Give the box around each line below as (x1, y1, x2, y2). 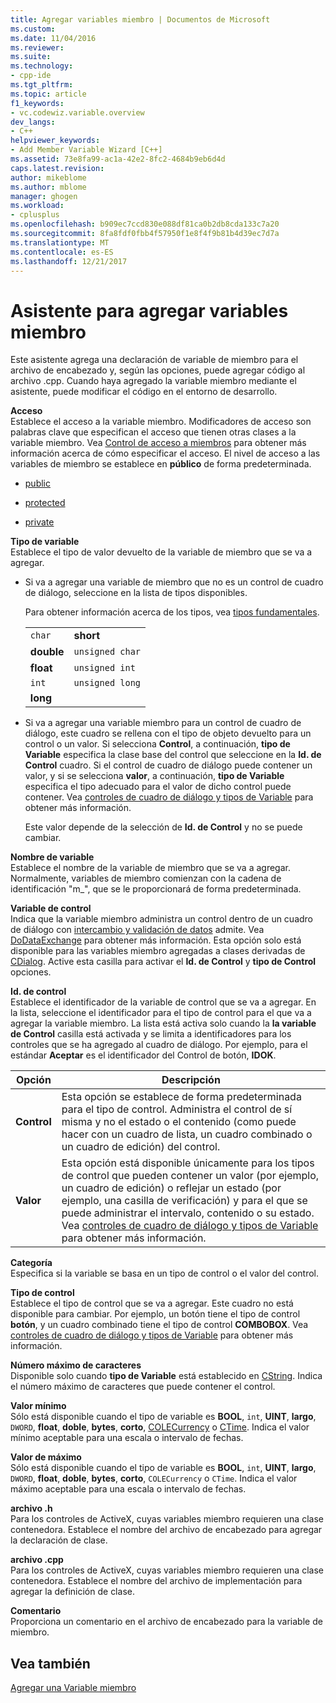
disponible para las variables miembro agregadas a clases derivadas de (10, 945, 306, 957)
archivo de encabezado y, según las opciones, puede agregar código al (10, 364, 306, 376)
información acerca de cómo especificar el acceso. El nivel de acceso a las (10, 447, 321, 460)
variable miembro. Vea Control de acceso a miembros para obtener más (10, 437, 307, 449)
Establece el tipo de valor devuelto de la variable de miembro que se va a (10, 546, 313, 558)
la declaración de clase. (10, 1534, 108, 1546)
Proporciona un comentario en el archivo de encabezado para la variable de (10, 1616, 323, 1628)
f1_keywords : (10, 98, 65, 108)
